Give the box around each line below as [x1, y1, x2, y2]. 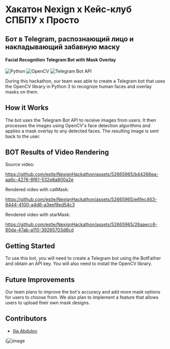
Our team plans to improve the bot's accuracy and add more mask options [5, 289, 161, 295]
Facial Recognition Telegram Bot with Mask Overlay [5, 57, 116, 63]
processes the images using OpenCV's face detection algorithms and [5, 122, 151, 128]
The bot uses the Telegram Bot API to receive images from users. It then [5, 117, 156, 123]
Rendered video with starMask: [5, 212, 71, 218]
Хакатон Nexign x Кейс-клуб [5, 4, 132, 15]
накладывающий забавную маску [5, 42, 120, 51]
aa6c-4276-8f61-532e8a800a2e [5, 177, 74, 183]
